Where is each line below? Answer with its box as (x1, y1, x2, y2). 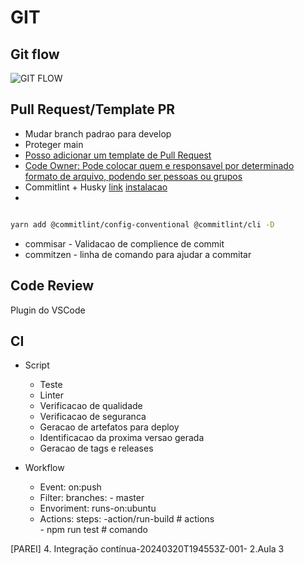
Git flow (10, 46, 60, 63)
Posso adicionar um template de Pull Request (24, 149, 212, 161)
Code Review (10, 277, 95, 295)
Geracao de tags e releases (39, 442, 154, 455)
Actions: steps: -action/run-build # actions (39, 513, 215, 525)
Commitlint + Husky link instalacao (24, 181, 168, 193)
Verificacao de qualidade (39, 400, 143, 412)
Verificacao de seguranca (39, 411, 147, 423)
